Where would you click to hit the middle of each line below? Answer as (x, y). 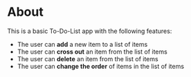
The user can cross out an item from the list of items (92, 52)
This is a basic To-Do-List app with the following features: (90, 31)
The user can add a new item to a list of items (82, 44)
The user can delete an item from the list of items (88, 58)
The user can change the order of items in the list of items (101, 66)
